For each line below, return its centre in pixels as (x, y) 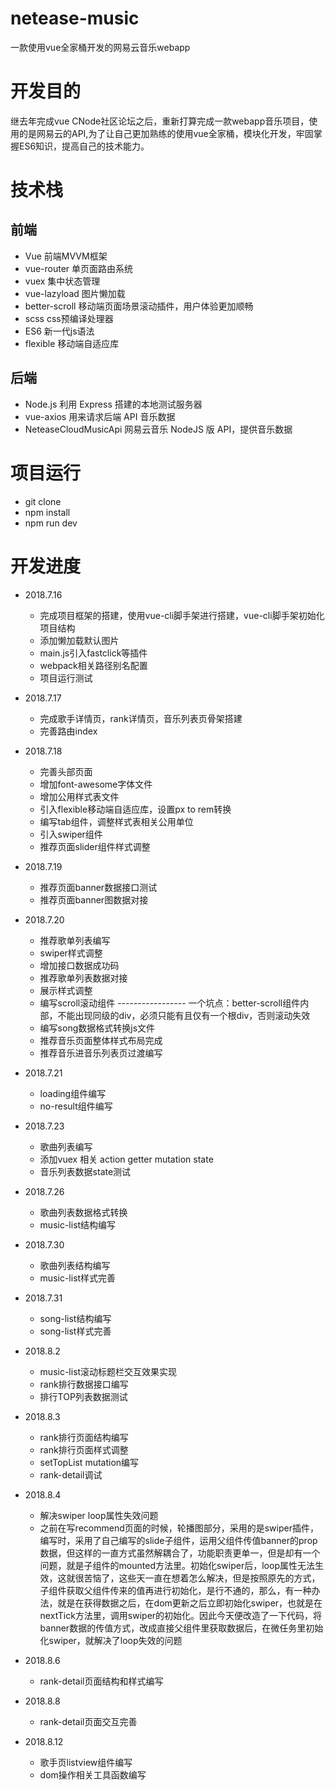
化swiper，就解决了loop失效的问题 (111, 1640)
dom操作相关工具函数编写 (93, 1774)
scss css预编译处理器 (69, 318)
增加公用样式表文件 (79, 796)
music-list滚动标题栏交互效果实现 (108, 1371)
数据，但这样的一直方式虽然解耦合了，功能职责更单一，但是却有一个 (180, 1553)
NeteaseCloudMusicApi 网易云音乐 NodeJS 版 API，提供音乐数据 (158, 429)
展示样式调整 (66, 990)
